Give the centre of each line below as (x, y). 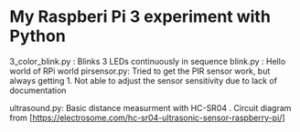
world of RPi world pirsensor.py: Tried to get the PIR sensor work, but (140, 71)
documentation (38, 90)
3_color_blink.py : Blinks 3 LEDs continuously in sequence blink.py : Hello (148, 61)
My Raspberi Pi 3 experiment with (140, 17)
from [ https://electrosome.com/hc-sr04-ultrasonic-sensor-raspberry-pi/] (147, 117)
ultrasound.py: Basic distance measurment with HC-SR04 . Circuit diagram (150, 107)
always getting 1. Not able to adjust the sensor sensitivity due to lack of (143, 80)
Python (37, 36)
